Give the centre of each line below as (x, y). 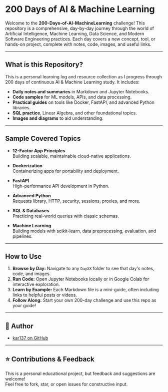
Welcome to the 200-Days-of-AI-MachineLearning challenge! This (75, 23)
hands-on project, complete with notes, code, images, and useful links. (78, 44)
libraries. (21, 107)
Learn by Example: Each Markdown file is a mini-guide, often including (85, 290)
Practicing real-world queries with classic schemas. (65, 216)
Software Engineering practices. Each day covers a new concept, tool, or (80, 39)
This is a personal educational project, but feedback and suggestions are (80, 374)
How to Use (23, 256)
